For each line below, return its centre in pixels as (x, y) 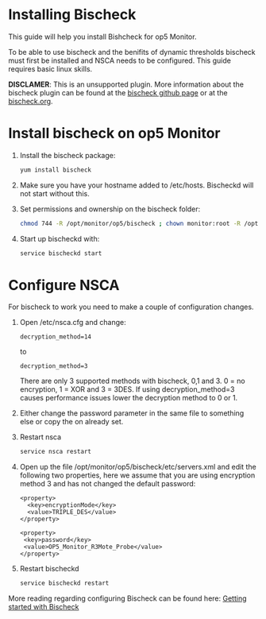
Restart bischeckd (49, 569)
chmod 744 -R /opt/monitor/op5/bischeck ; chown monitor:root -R (130, 223)
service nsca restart (55, 452)
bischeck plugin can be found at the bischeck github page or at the (118, 92)
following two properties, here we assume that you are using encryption (137, 475)
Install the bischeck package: (67, 155)
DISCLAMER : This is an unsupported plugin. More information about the (126, 84)
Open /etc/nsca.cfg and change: (73, 323)
